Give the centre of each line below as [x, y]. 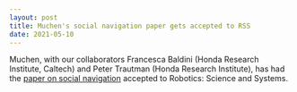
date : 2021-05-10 [42, 34]
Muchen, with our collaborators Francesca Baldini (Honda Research [134, 60]
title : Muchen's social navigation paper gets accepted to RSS [130, 26]
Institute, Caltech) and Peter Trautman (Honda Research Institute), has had [147, 69]
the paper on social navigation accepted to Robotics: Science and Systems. [149, 79]
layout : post [34, 17]
